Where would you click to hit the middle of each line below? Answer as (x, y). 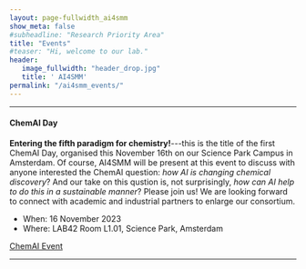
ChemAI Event (36, 245)
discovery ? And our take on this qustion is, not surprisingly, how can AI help (152, 182)
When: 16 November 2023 (71, 218)
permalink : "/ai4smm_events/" (67, 85)
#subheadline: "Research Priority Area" (87, 35)
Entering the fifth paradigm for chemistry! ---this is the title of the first (143, 143)
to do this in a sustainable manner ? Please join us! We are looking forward (149, 191)
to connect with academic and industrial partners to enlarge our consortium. (153, 201)
